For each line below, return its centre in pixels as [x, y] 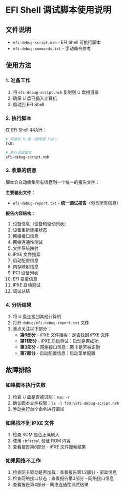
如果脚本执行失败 [26, 385]
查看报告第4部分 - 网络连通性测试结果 [51, 485]
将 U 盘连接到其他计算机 [37, 317]
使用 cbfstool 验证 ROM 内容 [42, 441]
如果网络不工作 [23, 461]
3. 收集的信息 [21, 170]
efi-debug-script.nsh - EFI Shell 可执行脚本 [57, 42]
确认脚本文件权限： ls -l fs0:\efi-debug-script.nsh [66, 403]
